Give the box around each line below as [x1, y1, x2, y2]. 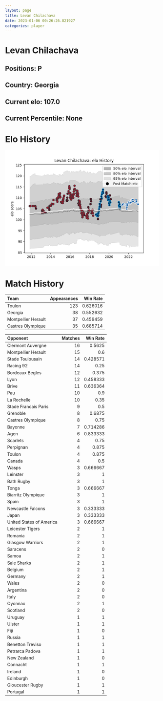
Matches [61, 335, 80, 341]
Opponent [7, 335, 28, 341]
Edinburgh [7, 675, 28, 681]
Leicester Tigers [7, 526, 40, 532]
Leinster [7, 471, 24, 477]
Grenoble [7, 410, 26, 416]
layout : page [5, 8, 32, 13]
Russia [7, 635, 21, 640]
